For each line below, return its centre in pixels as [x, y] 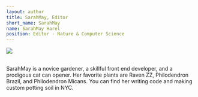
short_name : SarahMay [33, 23]
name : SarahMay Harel [33, 28]
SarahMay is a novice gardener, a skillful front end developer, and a [89, 69]
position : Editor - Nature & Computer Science [65, 34]
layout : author [25, 12]
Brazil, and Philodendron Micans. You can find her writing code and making [99, 81]
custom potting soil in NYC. [40, 88]
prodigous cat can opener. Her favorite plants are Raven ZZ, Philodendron [97, 75]
